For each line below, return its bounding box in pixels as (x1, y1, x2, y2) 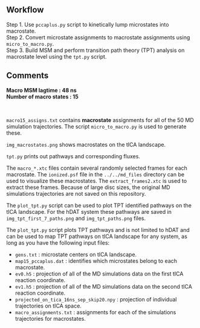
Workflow (6, 5, 44, 15)
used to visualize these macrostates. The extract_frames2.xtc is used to (6, 177, 187, 184)
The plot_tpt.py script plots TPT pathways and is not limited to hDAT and (6, 226, 190, 233)
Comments (6, 71, 49, 81)
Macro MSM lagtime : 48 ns (6, 86, 77, 94)
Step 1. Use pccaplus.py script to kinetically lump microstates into (6, 21, 169, 28)
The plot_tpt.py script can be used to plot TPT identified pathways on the (6, 202, 192, 209)
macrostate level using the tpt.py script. (6, 53, 107, 60)
